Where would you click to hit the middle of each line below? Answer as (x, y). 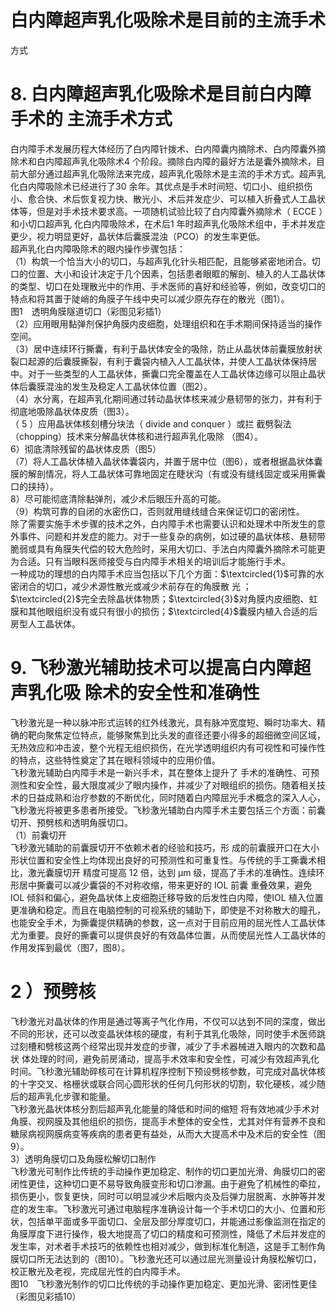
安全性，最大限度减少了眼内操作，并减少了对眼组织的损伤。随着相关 (176, 785)
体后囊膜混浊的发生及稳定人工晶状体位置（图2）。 (111, 386)
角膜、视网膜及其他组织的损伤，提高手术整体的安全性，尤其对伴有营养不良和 (168, 1121)
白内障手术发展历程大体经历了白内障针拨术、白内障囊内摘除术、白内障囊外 (163, 148)
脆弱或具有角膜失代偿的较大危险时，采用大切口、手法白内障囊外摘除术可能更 (168, 548)
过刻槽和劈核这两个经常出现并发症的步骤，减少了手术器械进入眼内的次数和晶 (168, 1046)
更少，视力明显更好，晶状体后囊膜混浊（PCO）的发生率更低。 (138, 236)
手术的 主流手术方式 (91, 119)
